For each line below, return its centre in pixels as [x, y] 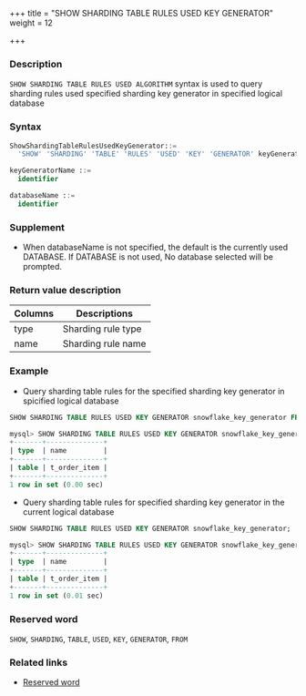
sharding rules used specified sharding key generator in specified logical [146, 94]
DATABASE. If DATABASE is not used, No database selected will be [148, 257]
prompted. [42, 267]
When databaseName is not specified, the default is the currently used [155, 247]
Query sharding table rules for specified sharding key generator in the [153, 502]
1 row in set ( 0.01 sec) [56, 596]
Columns [34, 313]
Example [29, 371]
